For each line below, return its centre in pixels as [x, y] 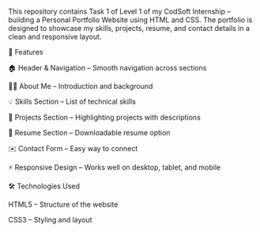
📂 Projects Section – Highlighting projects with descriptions [105, 117]
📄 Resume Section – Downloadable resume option [89, 133]
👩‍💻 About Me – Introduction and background [81, 86]
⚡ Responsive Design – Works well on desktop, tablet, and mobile [115, 167]
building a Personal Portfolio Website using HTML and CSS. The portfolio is [130, 20]
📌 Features [26, 52]
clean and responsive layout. [55, 36]
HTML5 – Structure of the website [63, 204]
